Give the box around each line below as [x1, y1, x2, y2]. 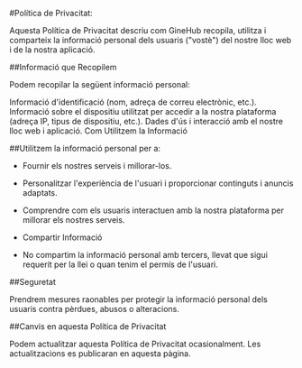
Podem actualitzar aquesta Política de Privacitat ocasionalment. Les [9, 338, 261, 349]
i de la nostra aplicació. [9, 44, 96, 55]
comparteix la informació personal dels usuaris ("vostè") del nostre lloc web [9, 35, 292, 45]
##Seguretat [9, 277, 57, 287]
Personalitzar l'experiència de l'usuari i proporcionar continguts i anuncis [22, 178, 294, 189]
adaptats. [22, 188, 59, 198]
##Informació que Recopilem [9, 62, 117, 72]
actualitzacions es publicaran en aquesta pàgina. [9, 348, 191, 359]
